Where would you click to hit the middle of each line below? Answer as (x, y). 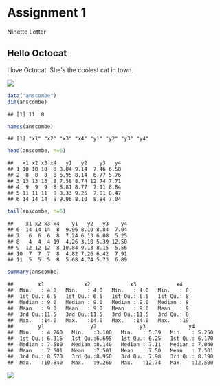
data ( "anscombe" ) (32, 95)
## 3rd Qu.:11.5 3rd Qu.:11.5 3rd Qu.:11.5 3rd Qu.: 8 (98, 314)
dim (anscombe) (27, 102)
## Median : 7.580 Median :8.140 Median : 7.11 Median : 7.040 (110, 345)
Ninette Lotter (27, 32)
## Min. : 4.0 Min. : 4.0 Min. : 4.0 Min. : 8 (98, 290)
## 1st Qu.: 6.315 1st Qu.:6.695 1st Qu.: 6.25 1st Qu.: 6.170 (110, 339)
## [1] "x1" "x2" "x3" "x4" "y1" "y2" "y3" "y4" (78, 139)
